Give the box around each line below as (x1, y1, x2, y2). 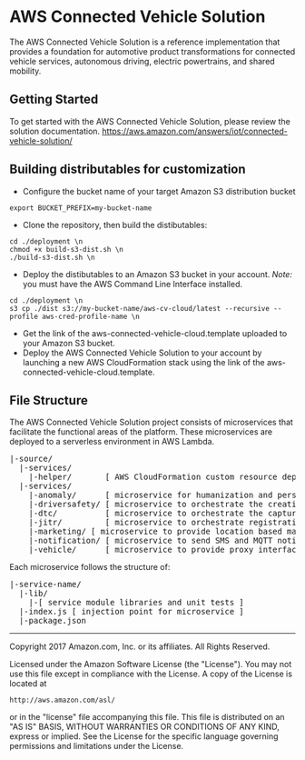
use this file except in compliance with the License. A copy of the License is (9, 668, 293, 679)
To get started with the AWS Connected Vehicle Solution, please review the (9, 115, 290, 126)
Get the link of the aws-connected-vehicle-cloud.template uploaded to (22, 327, 288, 338)
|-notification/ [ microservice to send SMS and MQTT (28, 535, 273, 546)
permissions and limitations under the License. (9, 741, 184, 752)
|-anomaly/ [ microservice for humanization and (28, 490, 273, 501)
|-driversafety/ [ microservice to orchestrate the (28, 499, 263, 510)
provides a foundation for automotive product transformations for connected (9, 45, 296, 56)
